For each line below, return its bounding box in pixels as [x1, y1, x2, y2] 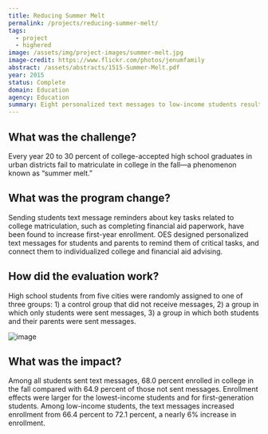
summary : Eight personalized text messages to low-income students [8, 101, 238, 108]
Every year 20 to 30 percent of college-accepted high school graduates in [8, 151, 253, 160]
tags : [8, 26, 26, 34]
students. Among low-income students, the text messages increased [8, 401, 235, 411]
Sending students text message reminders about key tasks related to [8, 212, 235, 222]
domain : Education [8, 85, 69, 94]
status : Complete [8, 78, 66, 86]
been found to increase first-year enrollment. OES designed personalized [8, 229, 249, 239]
